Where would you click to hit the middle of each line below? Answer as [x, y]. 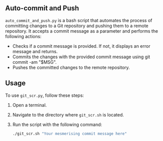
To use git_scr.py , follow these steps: [44, 95]
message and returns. [35, 51]
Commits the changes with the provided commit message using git [81, 57]
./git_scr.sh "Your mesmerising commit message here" [69, 133]
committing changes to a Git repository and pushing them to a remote [77, 26]
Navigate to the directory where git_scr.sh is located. [68, 114]
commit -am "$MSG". [34, 62]
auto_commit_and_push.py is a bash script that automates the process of [79, 20]
